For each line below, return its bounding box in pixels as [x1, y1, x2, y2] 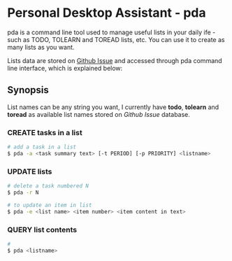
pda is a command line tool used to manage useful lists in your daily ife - [7, 28, 216, 36]
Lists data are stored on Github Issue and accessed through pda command [7, 56, 222, 64]
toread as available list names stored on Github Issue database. [7, 110, 191, 118]
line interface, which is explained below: [7, 64, 123, 72]
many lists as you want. [7, 43, 75, 51]
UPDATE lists [7, 167, 52, 176]
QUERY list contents [7, 225, 78, 234]
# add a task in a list [7, 143, 77, 151]
